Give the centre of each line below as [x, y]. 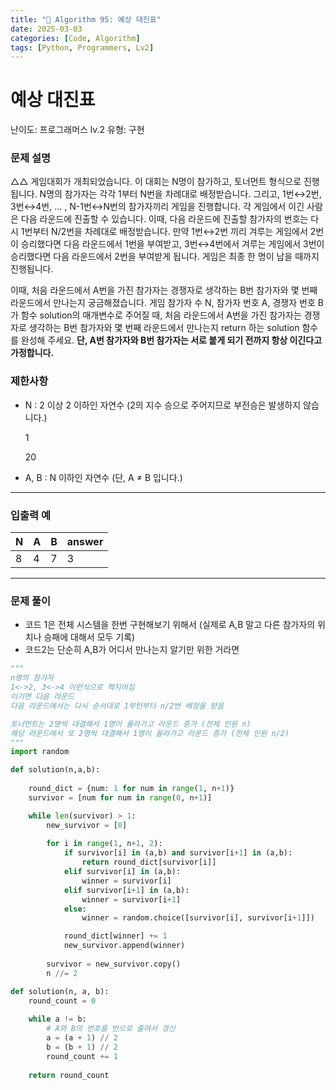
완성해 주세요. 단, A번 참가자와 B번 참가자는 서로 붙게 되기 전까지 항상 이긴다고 [171, 340]
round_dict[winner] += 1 [115, 936]
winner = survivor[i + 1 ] [131, 899]
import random [40, 752]
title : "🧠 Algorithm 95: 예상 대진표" [86, 19]
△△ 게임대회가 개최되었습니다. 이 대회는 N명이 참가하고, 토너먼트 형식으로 [156, 182]
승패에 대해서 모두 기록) [89, 637]
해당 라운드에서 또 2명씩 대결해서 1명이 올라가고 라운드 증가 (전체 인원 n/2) [150, 733]
